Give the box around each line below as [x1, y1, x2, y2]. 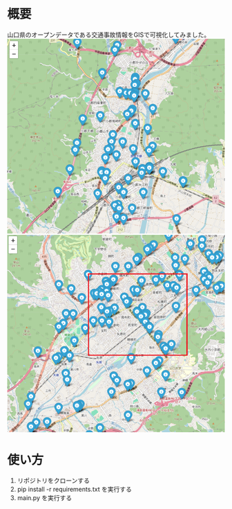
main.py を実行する [17, 493, 72, 502]
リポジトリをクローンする [17, 476, 90, 485]
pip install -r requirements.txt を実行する [17, 485, 133, 493]
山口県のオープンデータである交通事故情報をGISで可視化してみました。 [7, 30, 211, 39]
